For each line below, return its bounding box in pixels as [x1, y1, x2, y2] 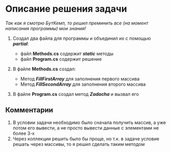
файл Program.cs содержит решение [20, 56, 102, 62]
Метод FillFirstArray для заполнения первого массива [20, 75, 140, 82]
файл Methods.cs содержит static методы [20, 50, 114, 57]
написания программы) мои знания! [5, 25, 86, 31]
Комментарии [5, 106, 53, 115]
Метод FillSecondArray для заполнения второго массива [20, 81, 146, 87]
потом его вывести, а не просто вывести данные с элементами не [12, 124, 159, 131]
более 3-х [12, 130, 35, 136]
